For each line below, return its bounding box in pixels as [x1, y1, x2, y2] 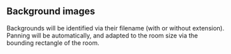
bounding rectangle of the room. [6, 38, 99, 47]
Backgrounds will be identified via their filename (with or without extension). [6, 24, 225, 32]
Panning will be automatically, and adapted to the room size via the [6, 31, 198, 39]
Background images [6, 6, 95, 17]
